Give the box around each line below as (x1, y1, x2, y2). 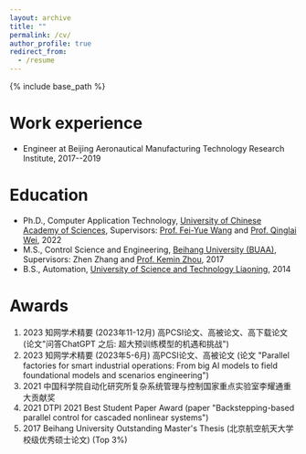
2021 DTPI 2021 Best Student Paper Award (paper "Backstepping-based (22, 402, 295, 413)
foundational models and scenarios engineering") (22, 369, 210, 380)
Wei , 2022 (22, 234, 62, 245)
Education (9, 185, 89, 206)
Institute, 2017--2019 (22, 153, 101, 164)
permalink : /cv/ (9, 30, 71, 39)
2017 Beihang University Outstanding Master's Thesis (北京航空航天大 (22, 422, 286, 434)
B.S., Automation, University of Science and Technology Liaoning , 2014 (22, 263, 291, 274)
